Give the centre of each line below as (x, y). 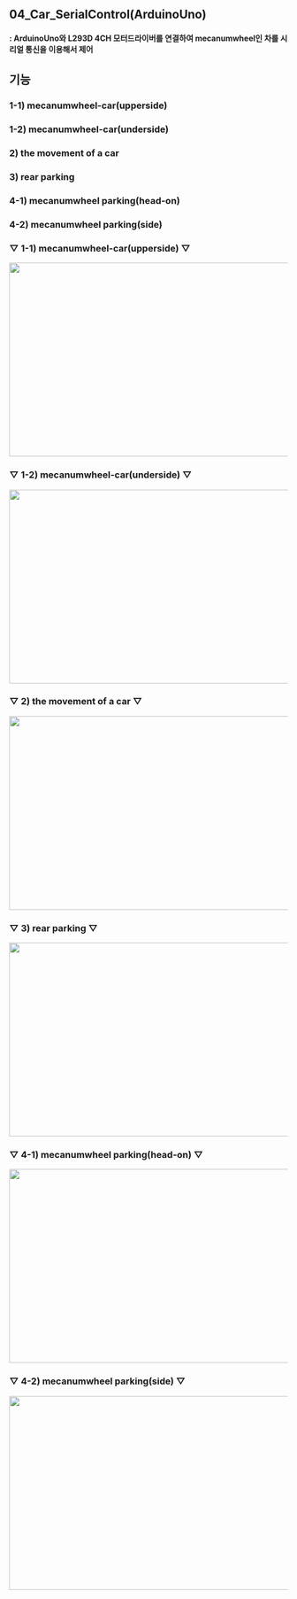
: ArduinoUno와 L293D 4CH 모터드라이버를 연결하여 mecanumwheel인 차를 (144, 38)
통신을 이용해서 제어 (59, 49)
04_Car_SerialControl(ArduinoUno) (108, 15)
